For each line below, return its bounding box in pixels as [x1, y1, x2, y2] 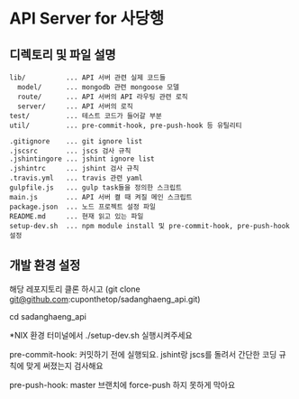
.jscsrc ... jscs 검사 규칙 [9, 146, 131, 155]
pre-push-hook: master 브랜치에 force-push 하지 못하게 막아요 [9, 379, 236, 390]
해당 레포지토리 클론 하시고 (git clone [9, 283, 141, 294]
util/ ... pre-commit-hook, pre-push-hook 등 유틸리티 [9, 121, 242, 130]
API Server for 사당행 [9, 8, 165, 29]
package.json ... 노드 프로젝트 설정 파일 [9, 202, 156, 211]
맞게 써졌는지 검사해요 [25, 360, 104, 371]
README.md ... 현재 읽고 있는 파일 [9, 212, 144, 221]
